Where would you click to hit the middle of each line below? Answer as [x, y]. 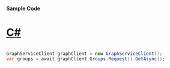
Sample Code [23, 8]
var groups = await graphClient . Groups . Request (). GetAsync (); [86, 59]
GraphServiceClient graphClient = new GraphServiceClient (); [84, 54]
